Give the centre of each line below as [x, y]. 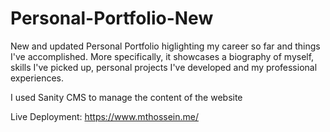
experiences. [37, 78]
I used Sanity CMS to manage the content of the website [126, 97]
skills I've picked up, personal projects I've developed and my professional [164, 67]
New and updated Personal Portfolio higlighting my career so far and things [165, 46]
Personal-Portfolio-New [112, 18]
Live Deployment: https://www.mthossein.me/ [104, 116]
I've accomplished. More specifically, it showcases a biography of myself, [162, 56]
